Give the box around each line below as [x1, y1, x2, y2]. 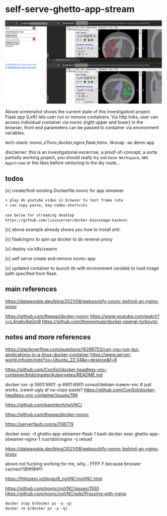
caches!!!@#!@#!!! [5, 466, 43, 472]
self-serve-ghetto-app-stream [5, 3, 135, 15]
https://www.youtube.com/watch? [90, 313, 160, 319]
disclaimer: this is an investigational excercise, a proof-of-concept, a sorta [5, 149, 158, 155]
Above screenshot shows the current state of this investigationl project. [5, 109, 152, 115]
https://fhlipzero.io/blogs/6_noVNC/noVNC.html [5, 476, 103, 482]
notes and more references [5, 333, 91, 341]
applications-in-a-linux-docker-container [5, 351, 89, 357]
